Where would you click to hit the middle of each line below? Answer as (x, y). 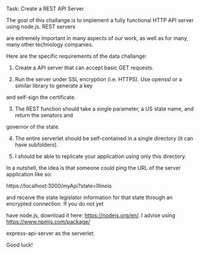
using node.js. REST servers (41, 27)
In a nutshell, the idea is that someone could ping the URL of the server (93, 168)
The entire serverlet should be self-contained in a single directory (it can (104, 138)
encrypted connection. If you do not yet (55, 204)
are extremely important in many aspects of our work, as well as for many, (97, 38)
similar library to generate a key (54, 86)
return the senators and (44, 115)
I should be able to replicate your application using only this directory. (101, 156)
